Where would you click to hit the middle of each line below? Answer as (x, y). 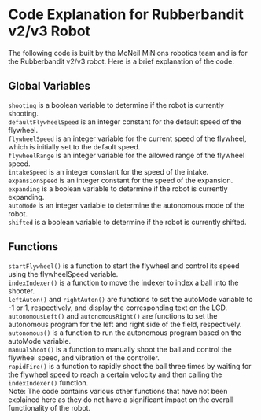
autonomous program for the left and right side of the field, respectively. (125, 324)
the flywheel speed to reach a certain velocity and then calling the (115, 374)
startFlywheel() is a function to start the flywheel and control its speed (124, 266)
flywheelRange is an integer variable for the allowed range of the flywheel (127, 155)
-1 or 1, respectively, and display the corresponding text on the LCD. (118, 308)
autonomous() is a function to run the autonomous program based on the (125, 333)
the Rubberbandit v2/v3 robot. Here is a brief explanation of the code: (121, 61)
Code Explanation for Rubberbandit (126, 15)
